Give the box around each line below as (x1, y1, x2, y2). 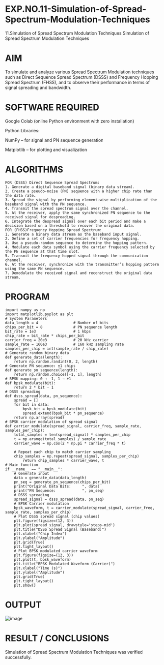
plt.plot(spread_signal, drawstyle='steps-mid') (14, 522, 115, 527)
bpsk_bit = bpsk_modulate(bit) (23, 406, 87, 411)
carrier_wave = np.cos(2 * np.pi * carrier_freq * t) (14, 441, 126, 446)
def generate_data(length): (5, 355, 63, 360)
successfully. (5, 654, 32, 660)
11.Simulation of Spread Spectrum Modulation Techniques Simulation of (5, 30, 150, 36)
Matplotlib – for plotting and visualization (5, 147, 87, 152)
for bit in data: (14, 402, 50, 407)
